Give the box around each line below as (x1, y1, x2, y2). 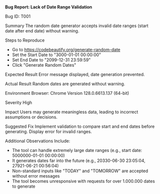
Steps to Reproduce (5, 37, 45, 43)
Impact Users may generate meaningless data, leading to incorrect (5, 109, 138, 115)
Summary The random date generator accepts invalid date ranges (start (5, 23, 149, 29)
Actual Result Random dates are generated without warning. (5, 81, 125, 87)
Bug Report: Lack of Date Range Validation (5, 4, 93, 10)
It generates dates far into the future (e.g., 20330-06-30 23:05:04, (12, 158, 145, 164)
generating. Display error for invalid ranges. (5, 129, 92, 134)
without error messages (12, 173, 60, 179)
